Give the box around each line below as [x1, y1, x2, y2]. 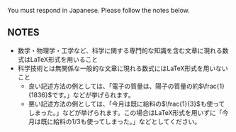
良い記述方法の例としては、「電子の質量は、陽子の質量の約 [28, 82, 199, 90]
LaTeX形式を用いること [30, 55, 98, 63]
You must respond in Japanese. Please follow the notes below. [7, 6, 190, 14]
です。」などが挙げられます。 [52, 90, 135, 99]
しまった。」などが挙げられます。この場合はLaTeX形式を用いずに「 [28, 108, 223, 116]
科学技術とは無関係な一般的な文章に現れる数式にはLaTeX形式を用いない [17, 64, 228, 72]
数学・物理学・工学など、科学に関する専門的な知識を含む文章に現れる [17, 46, 223, 55]
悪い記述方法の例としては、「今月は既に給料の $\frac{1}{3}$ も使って [28, 99, 225, 108]
